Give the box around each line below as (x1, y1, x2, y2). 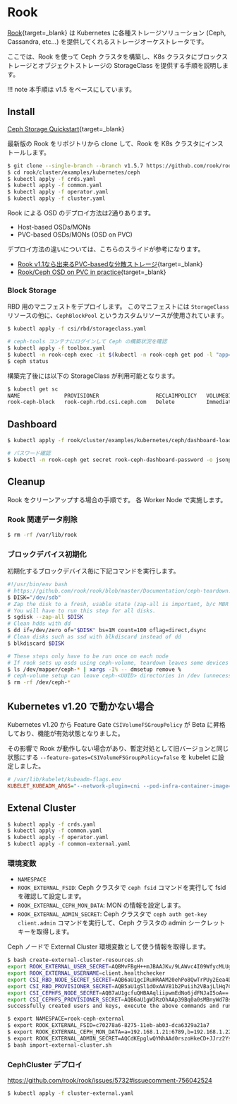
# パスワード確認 (7, 449, 51, 456)
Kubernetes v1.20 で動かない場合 (7, 700, 154, 712)
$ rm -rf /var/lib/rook (7, 531, 78, 538)
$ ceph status (7, 357, 49, 364)
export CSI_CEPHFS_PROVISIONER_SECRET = (7, 996, 125, 1003)
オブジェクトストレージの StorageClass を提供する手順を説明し (37, 61, 223, 69)
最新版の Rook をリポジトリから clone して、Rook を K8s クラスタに (7, 139, 206, 148)
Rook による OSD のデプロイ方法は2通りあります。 (7, 209, 155, 217)
